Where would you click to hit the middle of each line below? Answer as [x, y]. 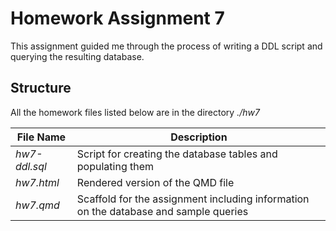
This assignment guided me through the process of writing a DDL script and [166, 46]
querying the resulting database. [77, 56]
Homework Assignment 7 [117, 18]
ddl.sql [31, 166]
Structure [41, 88]
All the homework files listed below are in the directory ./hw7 [135, 112]
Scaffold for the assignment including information [193, 199]
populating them [115, 166]
